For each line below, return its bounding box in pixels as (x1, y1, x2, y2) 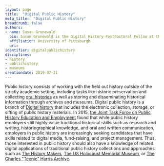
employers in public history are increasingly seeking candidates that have (5, 130, 153, 136)
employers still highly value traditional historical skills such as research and (5, 119, 156, 125)
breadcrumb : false (5, 20, 42, 26)
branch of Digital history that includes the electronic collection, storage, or (5, 104, 155, 110)
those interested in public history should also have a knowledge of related (5, 140, 154, 146)
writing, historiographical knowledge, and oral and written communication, (5, 125, 155, 131)
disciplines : (5, 52, 32, 57)
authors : (5, 25, 23, 30)
